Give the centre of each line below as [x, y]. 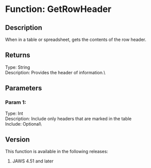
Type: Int [14, 113]
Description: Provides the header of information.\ [55, 72]
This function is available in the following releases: [57, 152]
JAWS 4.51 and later [33, 161]
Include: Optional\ [23, 124]
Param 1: [16, 102]
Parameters [24, 88]
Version [17, 139]
